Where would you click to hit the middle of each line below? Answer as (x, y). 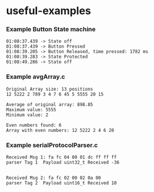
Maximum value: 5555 (31, 110)
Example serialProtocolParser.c (52, 145)
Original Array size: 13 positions (50, 89)
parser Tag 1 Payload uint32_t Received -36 (63, 163)
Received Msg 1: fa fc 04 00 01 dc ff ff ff (61, 157)
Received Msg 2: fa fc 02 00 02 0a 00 (53, 178)
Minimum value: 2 (27, 115)
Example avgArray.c (36, 77)
